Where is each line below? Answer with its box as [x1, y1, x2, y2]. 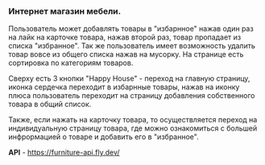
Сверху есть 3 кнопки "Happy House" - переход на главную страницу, [8, 74, 251, 84]
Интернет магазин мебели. [8, 6, 122, 17]
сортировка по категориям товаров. [8, 58, 134, 68]
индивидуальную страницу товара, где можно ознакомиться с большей [8, 123, 258, 134]
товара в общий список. [8, 99, 92, 109]
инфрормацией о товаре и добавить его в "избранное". [8, 132, 199, 142]
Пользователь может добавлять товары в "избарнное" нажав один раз [8, 24, 254, 34]
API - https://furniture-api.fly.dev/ [8, 147, 120, 158]
